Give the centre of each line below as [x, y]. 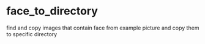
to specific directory [32, 34]
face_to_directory [52, 11]
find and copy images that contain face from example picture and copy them [103, 28]
